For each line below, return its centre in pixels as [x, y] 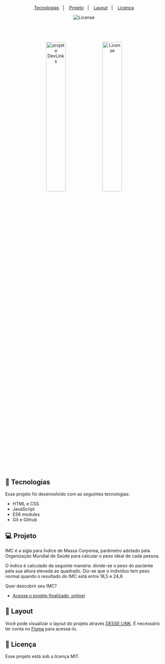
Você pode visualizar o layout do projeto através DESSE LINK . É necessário [82, 623]
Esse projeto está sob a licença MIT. [42, 656]
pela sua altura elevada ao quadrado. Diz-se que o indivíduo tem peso [77, 571]
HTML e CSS [26, 504]
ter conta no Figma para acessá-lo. [41, 628]
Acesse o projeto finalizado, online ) [49, 595]
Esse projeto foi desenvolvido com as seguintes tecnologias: [67, 494]
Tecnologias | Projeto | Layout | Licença [84, 8]
